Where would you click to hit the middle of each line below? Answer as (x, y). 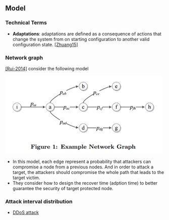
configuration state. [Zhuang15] (45, 45)
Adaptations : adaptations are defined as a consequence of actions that (87, 34)
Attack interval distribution (39, 201)
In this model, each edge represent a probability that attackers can (82, 161)
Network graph (24, 58)
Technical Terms (26, 23)
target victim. (26, 178)
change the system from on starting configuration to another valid (81, 39)
